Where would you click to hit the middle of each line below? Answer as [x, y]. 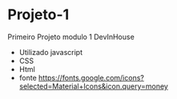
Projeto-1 [38, 15]
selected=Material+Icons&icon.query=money [94, 86]
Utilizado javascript [51, 52]
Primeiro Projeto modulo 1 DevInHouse [71, 37]
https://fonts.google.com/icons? [91, 77]
